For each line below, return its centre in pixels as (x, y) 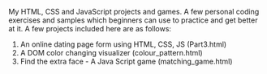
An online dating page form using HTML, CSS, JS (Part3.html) (123, 44)
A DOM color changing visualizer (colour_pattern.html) (111, 53)
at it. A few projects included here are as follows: (90, 29)
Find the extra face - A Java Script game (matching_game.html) (126, 61)
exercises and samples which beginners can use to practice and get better (133, 20)
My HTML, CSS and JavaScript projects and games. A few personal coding (134, 12)
